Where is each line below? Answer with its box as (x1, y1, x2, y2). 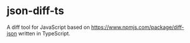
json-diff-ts (6, 4, 64, 18)
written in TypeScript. (18, 29, 71, 37)
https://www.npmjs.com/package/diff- (91, 24, 184, 31)
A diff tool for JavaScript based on (6, 24, 90, 31)
